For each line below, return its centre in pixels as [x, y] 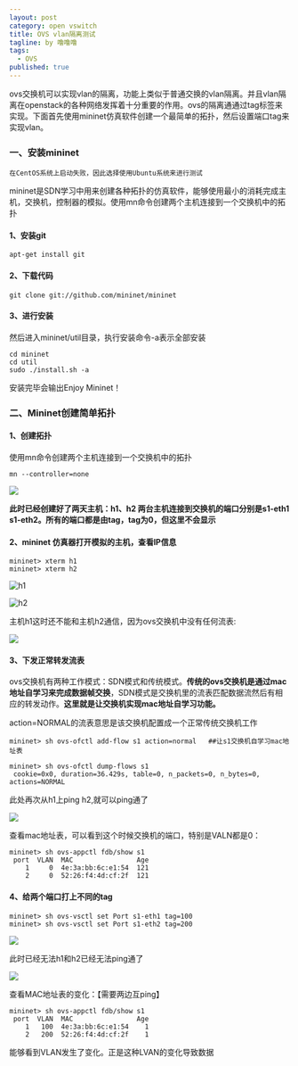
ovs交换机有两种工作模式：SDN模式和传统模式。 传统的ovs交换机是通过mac [148, 682]
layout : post [33, 17]
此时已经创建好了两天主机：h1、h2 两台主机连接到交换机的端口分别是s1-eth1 [149, 508]
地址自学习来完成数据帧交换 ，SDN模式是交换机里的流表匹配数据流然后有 [142, 693]
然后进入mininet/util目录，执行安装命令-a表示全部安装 [108, 337]
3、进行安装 [32, 316]
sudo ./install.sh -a [49, 370]
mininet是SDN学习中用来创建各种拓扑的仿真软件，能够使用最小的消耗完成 [144, 191]
